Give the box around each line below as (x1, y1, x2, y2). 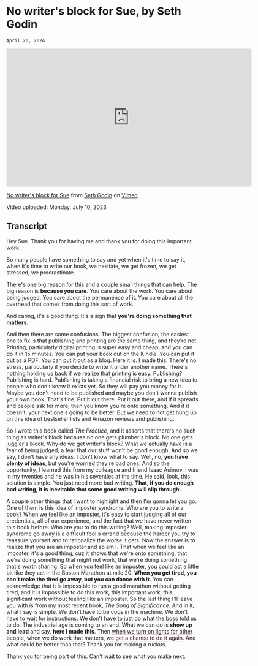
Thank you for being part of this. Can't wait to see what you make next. (6, 653, 186, 660)
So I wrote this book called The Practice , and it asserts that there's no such (6, 427, 196, 434)
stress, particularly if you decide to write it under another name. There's (6, 363, 188, 370)
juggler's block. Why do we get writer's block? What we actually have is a (6, 440, 192, 447)
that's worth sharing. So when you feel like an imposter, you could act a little (6, 562, 199, 570)
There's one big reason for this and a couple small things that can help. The (6, 281, 197, 288)
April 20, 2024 (6, 37, 45, 44)
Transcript (6, 221, 47, 232)
